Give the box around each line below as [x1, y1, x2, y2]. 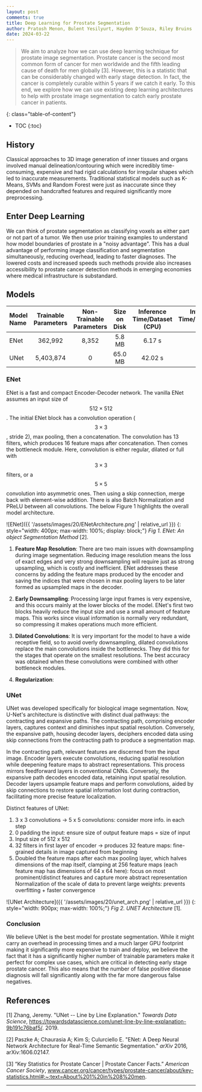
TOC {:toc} [14, 122, 42, 129]
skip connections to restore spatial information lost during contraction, [6, 786, 180, 794]
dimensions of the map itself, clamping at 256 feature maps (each [14, 861, 178, 868]
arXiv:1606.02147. [6, 1049, 50, 1056]
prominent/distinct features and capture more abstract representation [14, 874, 188, 881]
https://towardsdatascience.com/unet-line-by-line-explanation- [29, 1018, 186, 1025]
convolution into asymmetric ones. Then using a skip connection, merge [6, 490, 185, 497]
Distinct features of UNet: [6, 804, 70, 812]
